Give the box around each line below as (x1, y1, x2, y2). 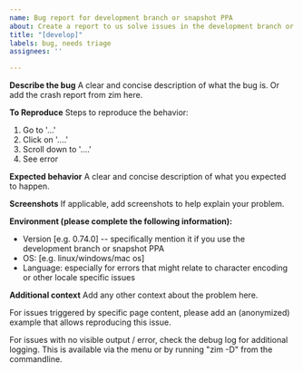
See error (22, 153, 59, 164)
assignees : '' (9, 47, 64, 56)
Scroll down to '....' (22, 144, 93, 155)
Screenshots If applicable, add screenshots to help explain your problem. (9, 199, 285, 210)
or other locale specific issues (22, 272, 136, 283)
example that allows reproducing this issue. (9, 317, 171, 328)
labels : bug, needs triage (9, 38, 112, 48)
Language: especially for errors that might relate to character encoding (22, 262, 288, 273)
